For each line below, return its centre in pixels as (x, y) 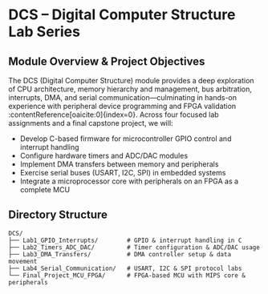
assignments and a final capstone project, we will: (91, 123)
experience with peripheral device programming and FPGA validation (122, 106)
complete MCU (45, 189)
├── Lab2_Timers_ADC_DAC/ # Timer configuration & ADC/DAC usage (134, 247)
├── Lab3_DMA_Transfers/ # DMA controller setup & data (120, 254)
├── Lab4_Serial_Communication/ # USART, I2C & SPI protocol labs (125, 268)
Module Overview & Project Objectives (107, 61)
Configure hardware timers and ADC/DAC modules (104, 155)
